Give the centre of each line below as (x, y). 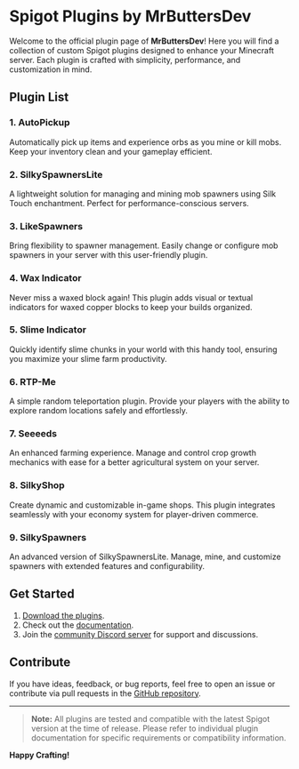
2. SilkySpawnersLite (56, 174)
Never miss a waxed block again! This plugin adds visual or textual (131, 297)
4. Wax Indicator (45, 278)
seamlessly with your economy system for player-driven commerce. (134, 514)
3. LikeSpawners (46, 226)
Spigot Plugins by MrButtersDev (130, 16)
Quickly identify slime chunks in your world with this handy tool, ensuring (143, 349)
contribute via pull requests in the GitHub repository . (105, 693)
